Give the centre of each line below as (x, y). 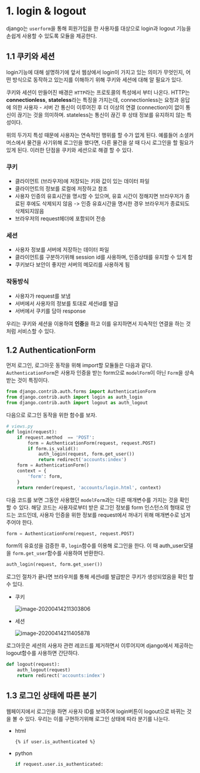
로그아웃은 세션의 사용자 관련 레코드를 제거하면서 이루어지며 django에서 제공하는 (100, 645)
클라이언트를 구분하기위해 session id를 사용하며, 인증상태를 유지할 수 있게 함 (104, 257)
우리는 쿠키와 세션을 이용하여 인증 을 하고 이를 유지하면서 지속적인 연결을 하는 (96, 323)
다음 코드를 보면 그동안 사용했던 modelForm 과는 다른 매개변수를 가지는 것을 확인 (98, 500)
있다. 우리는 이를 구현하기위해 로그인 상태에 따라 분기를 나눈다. (97, 719)
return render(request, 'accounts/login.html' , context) (89, 487)
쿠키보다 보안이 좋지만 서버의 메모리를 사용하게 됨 (72, 265)
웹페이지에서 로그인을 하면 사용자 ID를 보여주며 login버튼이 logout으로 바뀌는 (96, 711)
